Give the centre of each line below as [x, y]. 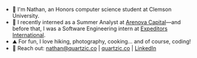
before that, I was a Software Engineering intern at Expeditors [90, 28]
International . [29, 35]
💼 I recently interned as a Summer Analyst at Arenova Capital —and [96, 22]
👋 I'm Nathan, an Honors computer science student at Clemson [92, 9]
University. [26, 16]
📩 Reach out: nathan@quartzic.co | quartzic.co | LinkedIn [84, 48]
